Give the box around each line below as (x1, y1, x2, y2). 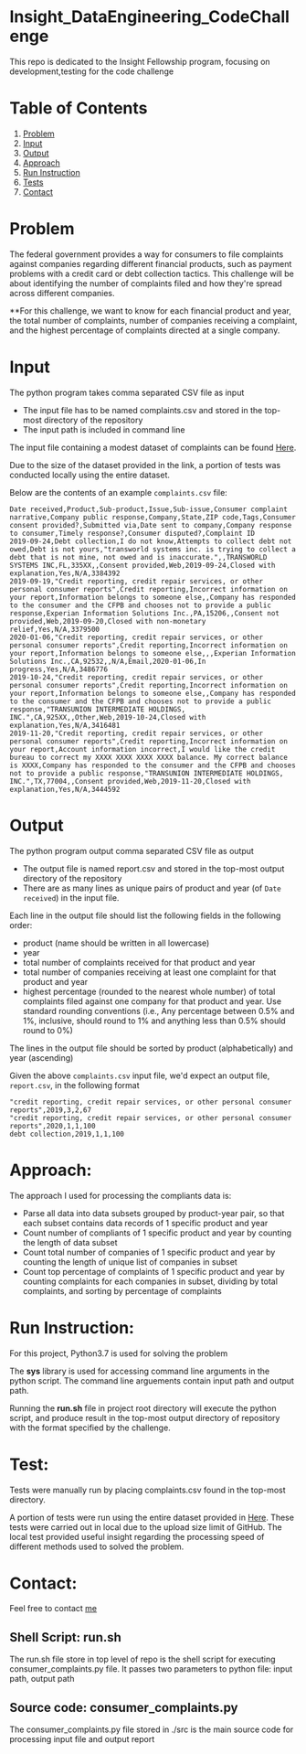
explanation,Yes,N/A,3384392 (9, 569, 121, 578)
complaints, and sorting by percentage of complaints (22, 1285, 222, 1296)
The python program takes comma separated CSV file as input (9, 387, 245, 398)
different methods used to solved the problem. (9, 1541, 185, 1552)
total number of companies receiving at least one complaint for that (22, 967, 277, 978)
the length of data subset (22, 1236, 118, 1247)
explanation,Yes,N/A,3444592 (9, 785, 121, 794)
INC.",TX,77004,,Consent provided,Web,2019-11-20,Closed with (9, 776, 251, 786)
